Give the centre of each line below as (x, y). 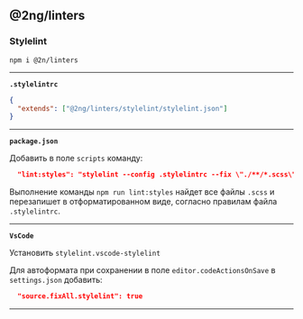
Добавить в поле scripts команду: (76, 159)
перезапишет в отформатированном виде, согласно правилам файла (143, 202)
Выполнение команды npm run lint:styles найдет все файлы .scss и (142, 192)
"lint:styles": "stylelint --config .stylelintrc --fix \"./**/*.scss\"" (159, 175)
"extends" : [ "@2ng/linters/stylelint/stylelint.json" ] (123, 108)
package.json (34, 141)
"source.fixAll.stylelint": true (80, 296)
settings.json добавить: (56, 280)
